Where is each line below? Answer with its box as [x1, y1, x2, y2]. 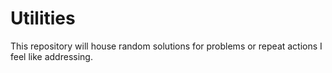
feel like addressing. [10, 50, 93, 62]
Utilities [10, 7, 76, 30]
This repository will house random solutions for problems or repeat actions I [10, 40, 323, 52]
